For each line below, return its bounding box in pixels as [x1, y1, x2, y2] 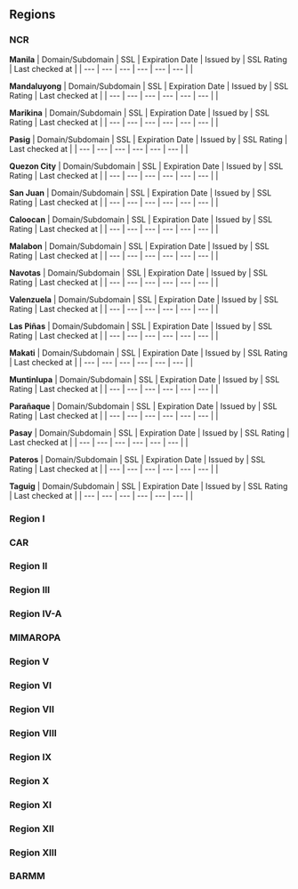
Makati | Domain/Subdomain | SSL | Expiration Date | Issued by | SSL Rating [9, 347, 288, 358]
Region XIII [9, 846, 58, 859]
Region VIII [9, 726, 58, 739]
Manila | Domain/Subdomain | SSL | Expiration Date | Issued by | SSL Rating [9, 53, 287, 65]
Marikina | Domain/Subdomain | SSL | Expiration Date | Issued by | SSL [9, 107, 270, 118]
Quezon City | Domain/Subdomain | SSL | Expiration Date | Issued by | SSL [9, 160, 284, 172]
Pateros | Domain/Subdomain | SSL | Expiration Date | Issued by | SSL [9, 453, 266, 465]
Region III [9, 584, 51, 597]
